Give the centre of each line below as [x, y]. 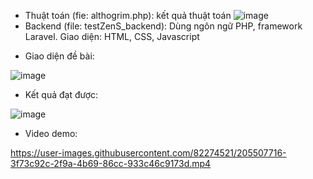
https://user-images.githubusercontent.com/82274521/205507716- [148, 153]
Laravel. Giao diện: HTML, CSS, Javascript [112, 36]
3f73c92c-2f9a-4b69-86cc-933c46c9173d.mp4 [111, 163]
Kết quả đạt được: [61, 94]
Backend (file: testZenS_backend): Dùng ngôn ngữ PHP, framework [163, 26]
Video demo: [51, 133]
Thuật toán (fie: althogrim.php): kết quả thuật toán [128, 15]
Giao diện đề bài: [59, 56]
